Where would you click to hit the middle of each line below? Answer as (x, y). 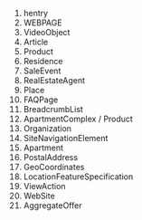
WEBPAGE (43, 23)
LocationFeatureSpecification (78, 177)
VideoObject (47, 32)
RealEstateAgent (54, 80)
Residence (43, 61)
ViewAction (44, 186)
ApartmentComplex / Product (78, 119)
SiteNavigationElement (66, 138)
